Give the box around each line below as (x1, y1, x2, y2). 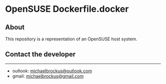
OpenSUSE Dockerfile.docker (5, 3, 129, 15)
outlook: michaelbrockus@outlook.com (12, 68, 92, 74)
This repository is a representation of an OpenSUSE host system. (5, 36, 137, 42)
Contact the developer (5, 50, 76, 58)
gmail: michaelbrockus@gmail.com (12, 73, 84, 79)
